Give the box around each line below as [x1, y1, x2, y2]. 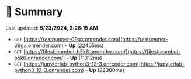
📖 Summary [5, 5, 63, 19]
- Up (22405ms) [64, 42, 104, 49]
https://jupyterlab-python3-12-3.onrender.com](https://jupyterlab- [25, 60, 185, 67]
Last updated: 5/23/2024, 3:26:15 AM [5, 24, 98, 31]
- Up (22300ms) [85, 66, 125, 73]
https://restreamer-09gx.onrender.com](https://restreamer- [25, 35, 169, 42]
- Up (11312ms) [66, 54, 103, 61]
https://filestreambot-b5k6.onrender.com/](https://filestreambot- [25, 48, 181, 55]
